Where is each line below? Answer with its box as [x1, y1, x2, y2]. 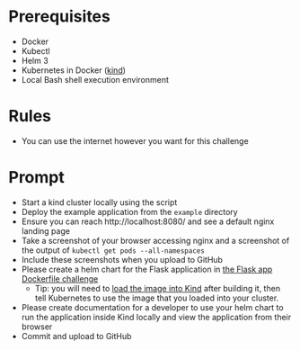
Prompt [8, 167, 65, 188]
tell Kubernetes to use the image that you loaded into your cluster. [34, 292, 279, 303]
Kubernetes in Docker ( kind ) [21, 65, 127, 76]
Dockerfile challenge [21, 273, 99, 284]
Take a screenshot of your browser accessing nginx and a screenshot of [21, 235, 290, 246]
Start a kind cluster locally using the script [21, 196, 178, 208]
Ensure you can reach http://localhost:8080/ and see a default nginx [21, 216, 275, 227]
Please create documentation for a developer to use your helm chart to [21, 301, 284, 312]
